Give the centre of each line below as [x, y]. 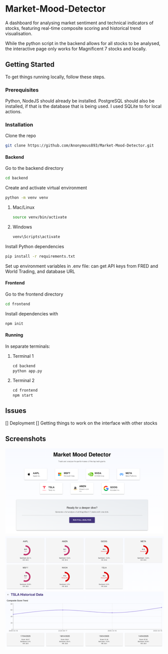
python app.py [27, 371]
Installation [19, 124]
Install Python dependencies [35, 246]
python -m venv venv [27, 198]
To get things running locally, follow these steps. [55, 77]
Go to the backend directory [34, 168]
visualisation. [19, 33]
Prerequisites [22, 90]
